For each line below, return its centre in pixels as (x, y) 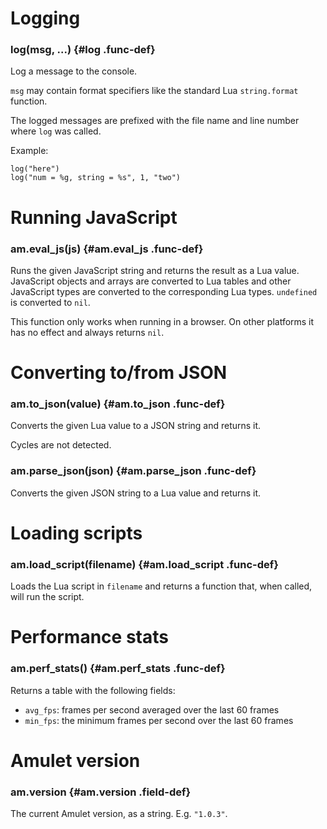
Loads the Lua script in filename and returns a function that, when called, (161, 586)
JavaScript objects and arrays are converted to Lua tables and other (151, 281)
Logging (45, 18)
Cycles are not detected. (61, 445)
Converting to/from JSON (119, 373)
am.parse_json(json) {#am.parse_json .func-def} (133, 471)
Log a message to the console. (74, 71)
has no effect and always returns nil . (87, 332)
